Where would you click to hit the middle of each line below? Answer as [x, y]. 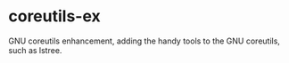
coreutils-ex [55, 16]
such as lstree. [35, 50]
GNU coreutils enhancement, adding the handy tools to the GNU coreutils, [144, 41]
